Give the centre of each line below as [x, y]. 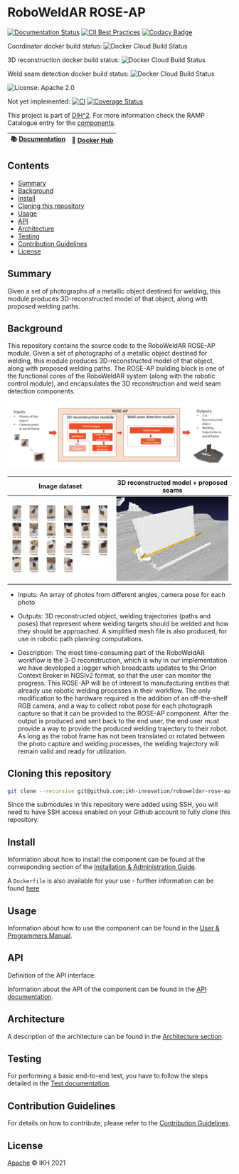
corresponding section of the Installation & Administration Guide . [102, 867]
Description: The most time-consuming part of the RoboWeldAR [111, 652]
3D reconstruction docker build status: [64, 60]
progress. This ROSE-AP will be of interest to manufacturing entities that [123, 683]
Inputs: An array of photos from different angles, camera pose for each [122, 594]
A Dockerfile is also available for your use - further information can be [111, 881]
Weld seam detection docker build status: [68, 74]
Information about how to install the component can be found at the [106, 859]
